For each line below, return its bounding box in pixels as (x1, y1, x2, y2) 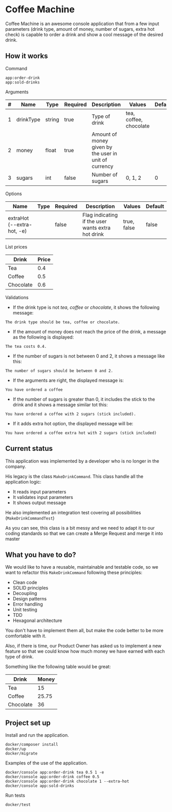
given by (91, 143, 113, 151)
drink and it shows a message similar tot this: (12, 401, 108, 408)
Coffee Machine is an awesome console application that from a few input (5, 20, 160, 27)
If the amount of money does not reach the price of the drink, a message (12, 328, 166, 335)
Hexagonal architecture (12, 617, 62, 623)
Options (5, 191, 22, 197)
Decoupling (12, 590, 37, 596)
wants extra (82, 224, 111, 231)
